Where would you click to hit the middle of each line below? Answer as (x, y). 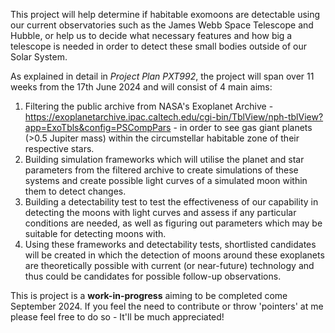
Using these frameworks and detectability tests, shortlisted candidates (170, 244)
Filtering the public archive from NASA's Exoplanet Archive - (149, 106)
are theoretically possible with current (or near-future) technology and (169, 265)
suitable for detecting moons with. (95, 233)
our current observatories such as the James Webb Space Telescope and (162, 25)
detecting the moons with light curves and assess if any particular (160, 212)
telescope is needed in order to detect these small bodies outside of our (158, 46)
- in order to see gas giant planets (243, 127)
